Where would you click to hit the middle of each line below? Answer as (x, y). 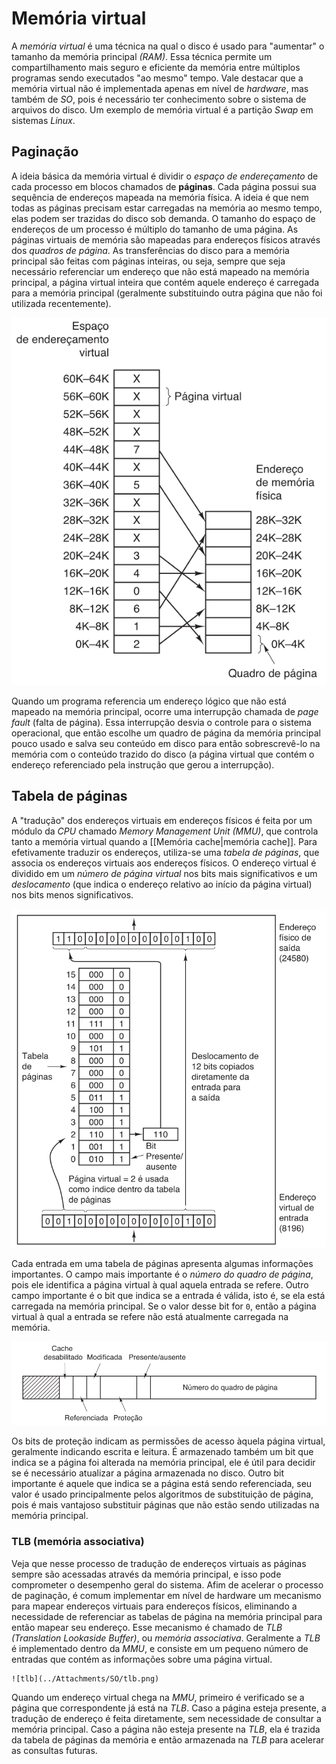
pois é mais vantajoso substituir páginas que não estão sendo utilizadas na (165, 1505)
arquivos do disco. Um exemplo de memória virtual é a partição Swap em (162, 109)
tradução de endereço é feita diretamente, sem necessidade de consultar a (166, 1718)
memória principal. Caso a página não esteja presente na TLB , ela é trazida (166, 1729)
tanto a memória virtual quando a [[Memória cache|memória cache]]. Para (164, 841)
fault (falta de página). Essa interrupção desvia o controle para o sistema (161, 723)
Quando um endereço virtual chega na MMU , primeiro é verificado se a (158, 1697)
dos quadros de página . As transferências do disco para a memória (150, 250)
